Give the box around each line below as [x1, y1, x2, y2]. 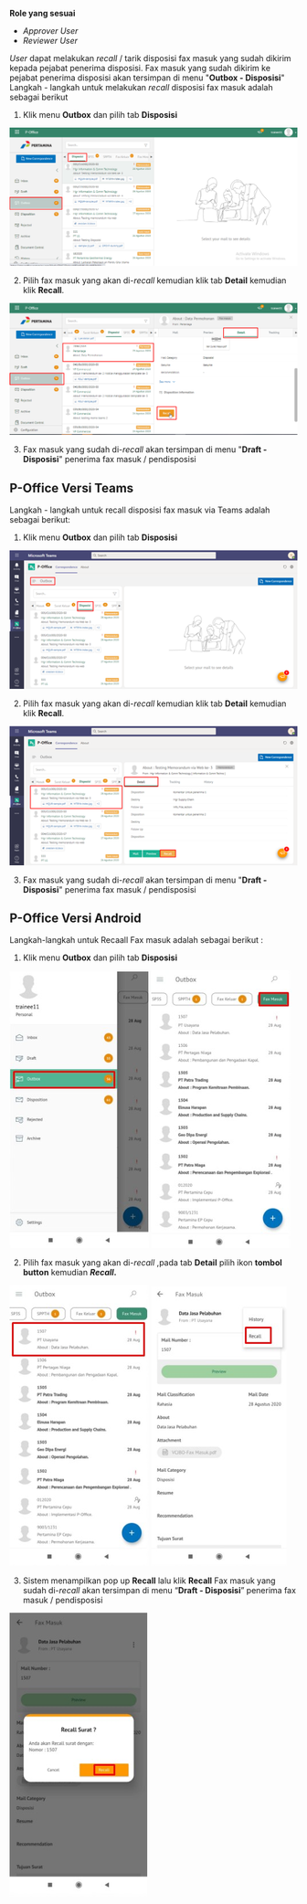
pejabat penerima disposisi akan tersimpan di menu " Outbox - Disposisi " [9, 72, 285, 83]
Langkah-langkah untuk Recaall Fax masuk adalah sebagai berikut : [9, 935, 263, 946]
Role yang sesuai [9, 8, 76, 18]
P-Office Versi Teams [9, 480, 134, 496]
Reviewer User [22, 36, 79, 46]
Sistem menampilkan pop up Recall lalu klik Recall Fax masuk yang [22, 1575, 276, 1586]
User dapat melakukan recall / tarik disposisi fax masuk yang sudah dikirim [9, 53, 291, 63]
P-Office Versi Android [9, 910, 142, 926]
